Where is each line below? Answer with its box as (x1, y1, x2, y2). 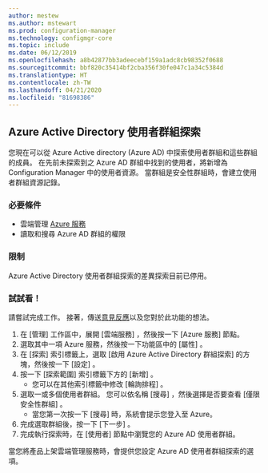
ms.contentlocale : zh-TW (8, 78, 91, 86)
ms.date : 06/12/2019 (8, 49, 78, 57)
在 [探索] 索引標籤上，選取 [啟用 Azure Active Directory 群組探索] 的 (19, 349, 243, 359)
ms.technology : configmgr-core (8, 34, 113, 42)
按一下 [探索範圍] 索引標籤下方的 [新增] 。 (19, 369, 158, 379)
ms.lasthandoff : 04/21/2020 (8, 85, 102, 94)
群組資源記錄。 (14, 177, 65, 188)
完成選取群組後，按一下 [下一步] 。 (19, 419, 134, 428)
